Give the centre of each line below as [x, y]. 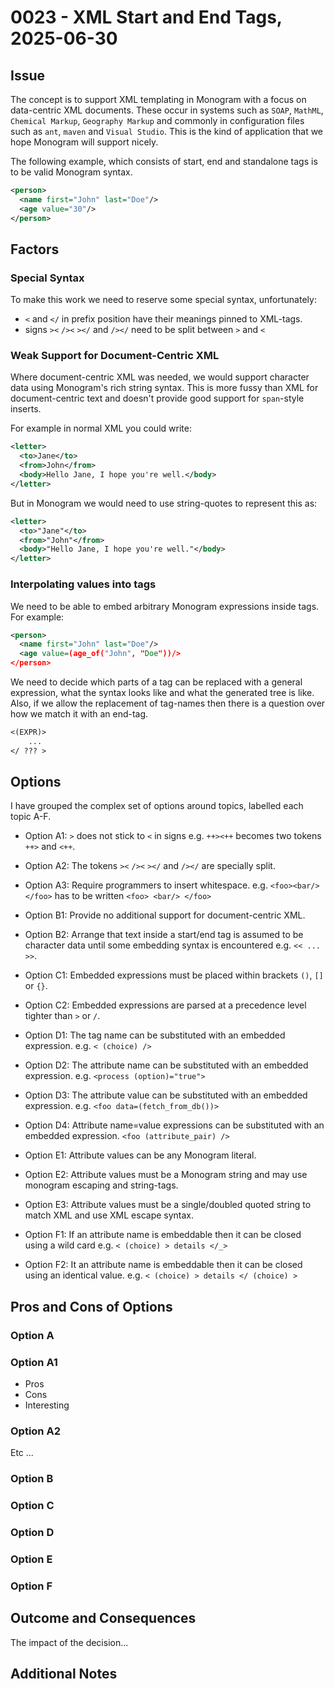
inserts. [26, 409]
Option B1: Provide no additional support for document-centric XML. [165, 915]
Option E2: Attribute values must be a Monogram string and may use [166, 1175]
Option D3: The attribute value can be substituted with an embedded [166, 1095]
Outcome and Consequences [103, 1618]
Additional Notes [64, 1674]
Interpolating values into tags [83, 584]
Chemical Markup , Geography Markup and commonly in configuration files [157, 120]
